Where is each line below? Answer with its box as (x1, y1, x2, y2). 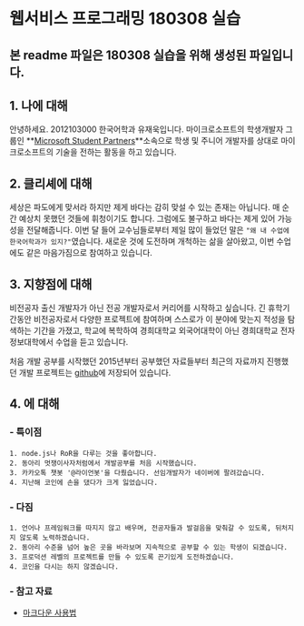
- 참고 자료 (9, 584, 53, 597)
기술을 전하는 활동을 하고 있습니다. (55, 146, 177, 157)
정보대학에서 (9, 337, 54, 348)
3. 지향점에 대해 (9, 277, 93, 292)
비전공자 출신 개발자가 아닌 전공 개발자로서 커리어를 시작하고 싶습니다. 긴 (9, 302, 266, 314)
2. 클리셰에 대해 (9, 176, 93, 191)
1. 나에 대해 (9, 97, 68, 114)
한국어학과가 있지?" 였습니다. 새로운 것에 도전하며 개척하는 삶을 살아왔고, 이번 (9, 236, 275, 247)
